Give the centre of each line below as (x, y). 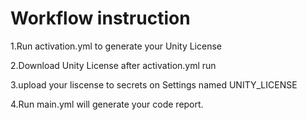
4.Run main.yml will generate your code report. (107, 104)
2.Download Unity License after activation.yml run (113, 65)
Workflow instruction (100, 18)
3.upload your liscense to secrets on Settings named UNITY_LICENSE (154, 84)
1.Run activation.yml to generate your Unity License (116, 46)
